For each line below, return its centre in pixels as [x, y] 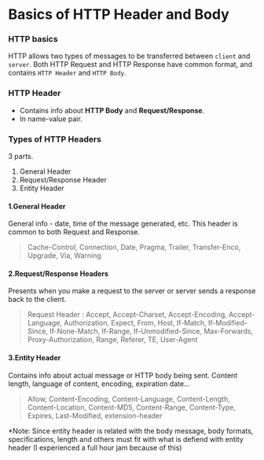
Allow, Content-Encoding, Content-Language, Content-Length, [128, 399]
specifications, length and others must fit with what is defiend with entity [126, 439]
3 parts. [21, 156]
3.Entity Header [35, 358]
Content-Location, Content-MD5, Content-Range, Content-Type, [131, 407]
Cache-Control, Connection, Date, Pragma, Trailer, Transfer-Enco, [134, 247]
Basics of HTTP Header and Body [119, 15]
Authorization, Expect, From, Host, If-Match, [135, 323]
